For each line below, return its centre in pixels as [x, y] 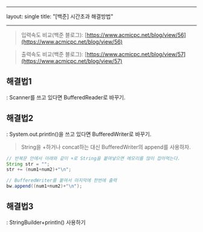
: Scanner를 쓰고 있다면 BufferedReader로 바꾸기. [66, 97]
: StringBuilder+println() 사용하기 [46, 222]
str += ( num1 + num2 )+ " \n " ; [39, 170]
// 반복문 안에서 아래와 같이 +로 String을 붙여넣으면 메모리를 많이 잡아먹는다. [93, 158]
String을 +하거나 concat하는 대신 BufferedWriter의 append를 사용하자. [106, 147]
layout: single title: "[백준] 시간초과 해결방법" [60, 16]
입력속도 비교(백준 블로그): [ [54, 35]
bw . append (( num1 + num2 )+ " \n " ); [44, 186]
